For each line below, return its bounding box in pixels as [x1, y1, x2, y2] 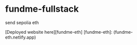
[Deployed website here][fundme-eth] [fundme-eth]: [5, 29, 113, 35]
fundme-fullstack [5, 3, 79, 15]
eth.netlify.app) [5, 34, 36, 40]
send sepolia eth [5, 20, 39, 25]
